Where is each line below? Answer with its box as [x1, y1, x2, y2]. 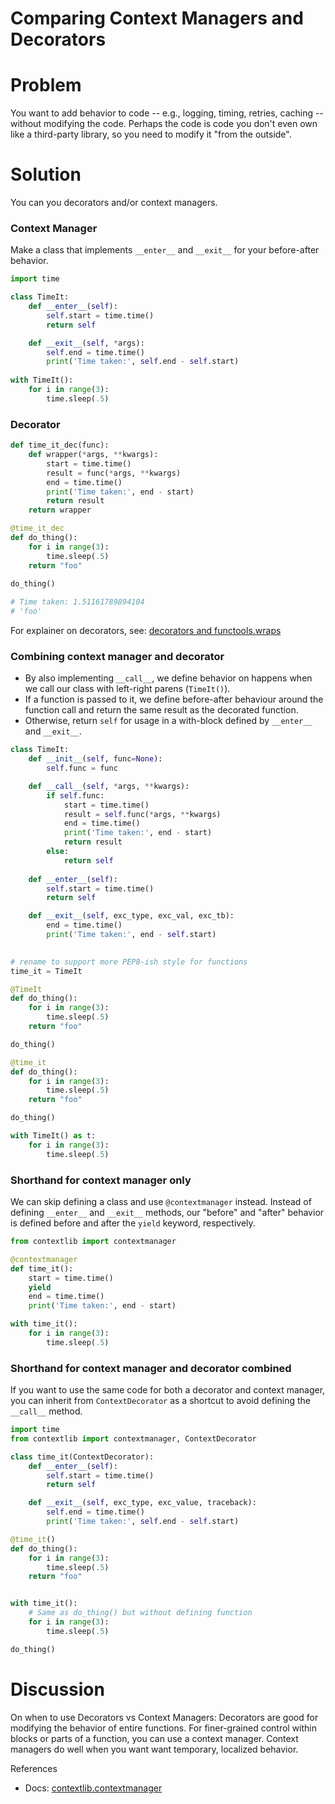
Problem [10, 74, 82, 97]
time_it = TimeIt [10, 966, 83, 976]
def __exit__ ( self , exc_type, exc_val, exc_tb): [28, 911, 235, 921]
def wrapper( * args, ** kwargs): [28, 450, 159, 460]
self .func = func [46, 763, 118, 774]
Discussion [10, 1678, 105, 1701]
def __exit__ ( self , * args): [28, 338, 145, 348]
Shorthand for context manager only [10, 1173, 192, 1187]
